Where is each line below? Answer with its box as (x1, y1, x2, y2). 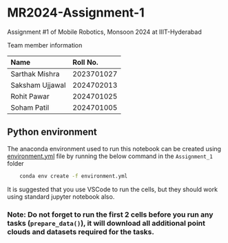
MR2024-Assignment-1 (7, 5, 145, 21)
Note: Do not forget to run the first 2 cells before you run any (7, 209, 214, 219)
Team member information (7, 41, 83, 49)
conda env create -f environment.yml (19, 173, 128, 179)
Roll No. (72, 57, 99, 67)
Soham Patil (10, 102, 50, 112)
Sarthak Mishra (10, 69, 60, 79)
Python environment (7, 126, 98, 138)
